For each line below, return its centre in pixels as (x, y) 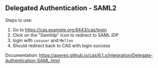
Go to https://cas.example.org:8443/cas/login (60, 30)
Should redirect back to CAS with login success (61, 45)
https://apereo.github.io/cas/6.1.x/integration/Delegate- (96, 55)
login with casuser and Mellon (43, 40)
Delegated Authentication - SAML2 (61, 8)
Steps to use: (19, 20)
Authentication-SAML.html (32, 60)
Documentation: (22, 55)
